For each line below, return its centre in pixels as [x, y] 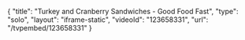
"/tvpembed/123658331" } [50, 28]
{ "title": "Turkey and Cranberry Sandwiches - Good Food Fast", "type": [123, 11]
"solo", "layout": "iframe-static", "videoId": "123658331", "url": [108, 20]
